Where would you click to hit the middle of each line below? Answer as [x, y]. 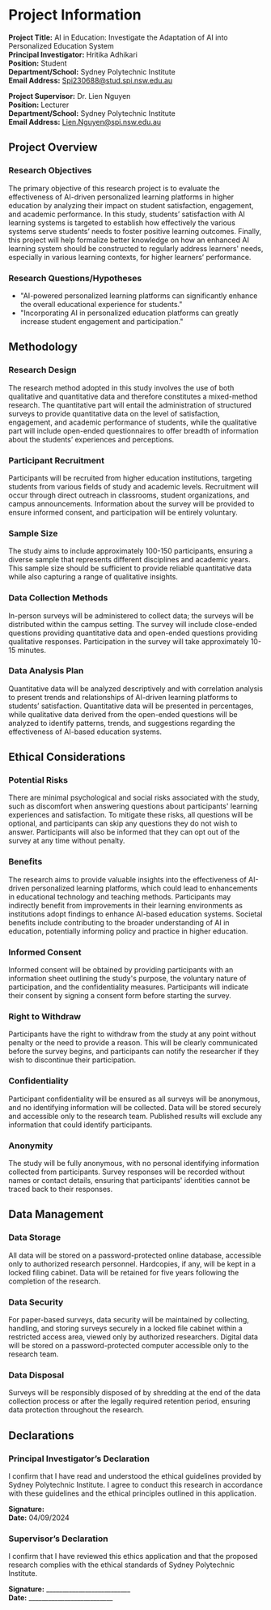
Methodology [43, 347]
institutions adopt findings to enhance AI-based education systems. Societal [135, 914]
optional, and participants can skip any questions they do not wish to [123, 823]
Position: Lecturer [39, 105]
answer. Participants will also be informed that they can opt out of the [124, 832]
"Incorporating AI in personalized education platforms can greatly [129, 313]
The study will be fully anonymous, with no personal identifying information [134, 1163]
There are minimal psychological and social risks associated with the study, [134, 798]
